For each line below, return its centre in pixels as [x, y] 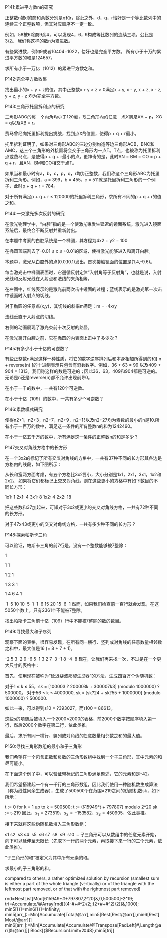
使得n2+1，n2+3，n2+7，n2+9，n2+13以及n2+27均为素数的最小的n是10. [80, 420]
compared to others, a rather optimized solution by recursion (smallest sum [82, 878]
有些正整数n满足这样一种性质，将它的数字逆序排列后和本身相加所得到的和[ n [83, 359]
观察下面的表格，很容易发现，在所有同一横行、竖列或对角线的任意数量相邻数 [83, 642]
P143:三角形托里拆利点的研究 [35, 106]
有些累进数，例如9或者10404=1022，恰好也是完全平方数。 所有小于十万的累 [83, 52]
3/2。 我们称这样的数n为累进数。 [39, 41]
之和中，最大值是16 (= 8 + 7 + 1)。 [40, 648]
